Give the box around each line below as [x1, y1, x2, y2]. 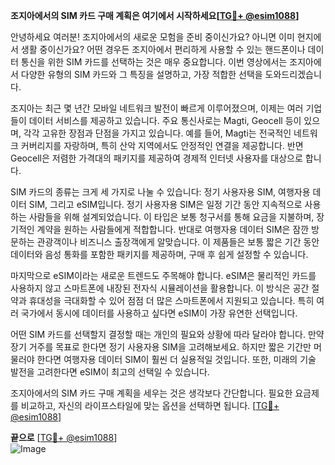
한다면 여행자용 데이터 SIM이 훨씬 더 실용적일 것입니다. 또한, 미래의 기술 [36, 354, 317, 365]
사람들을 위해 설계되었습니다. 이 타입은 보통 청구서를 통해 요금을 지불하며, [28, 211, 315, 223]
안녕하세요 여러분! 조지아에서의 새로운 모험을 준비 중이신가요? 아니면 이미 [10, 31, 295, 43]
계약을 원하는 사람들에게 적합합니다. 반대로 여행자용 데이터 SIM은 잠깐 [36, 224, 310, 235]
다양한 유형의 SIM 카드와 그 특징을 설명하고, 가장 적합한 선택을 [20, 69, 263, 80]
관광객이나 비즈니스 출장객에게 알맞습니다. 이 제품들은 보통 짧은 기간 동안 [36, 236, 320, 248]
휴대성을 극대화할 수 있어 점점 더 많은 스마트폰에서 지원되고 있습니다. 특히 [28, 295, 315, 306]
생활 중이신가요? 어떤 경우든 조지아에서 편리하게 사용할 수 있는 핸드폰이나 [20, 44, 306, 55]
